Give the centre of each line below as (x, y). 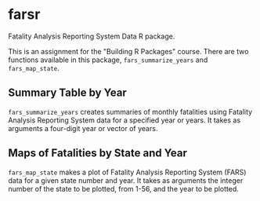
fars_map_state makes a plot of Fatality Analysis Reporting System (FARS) (127, 172)
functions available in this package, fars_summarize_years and (108, 60)
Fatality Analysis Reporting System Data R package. (92, 36)
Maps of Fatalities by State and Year (98, 153)
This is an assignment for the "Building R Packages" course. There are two (128, 51)
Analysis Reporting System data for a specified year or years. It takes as (125, 120)
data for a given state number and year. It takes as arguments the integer (126, 180)
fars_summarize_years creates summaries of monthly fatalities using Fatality (130, 111)
